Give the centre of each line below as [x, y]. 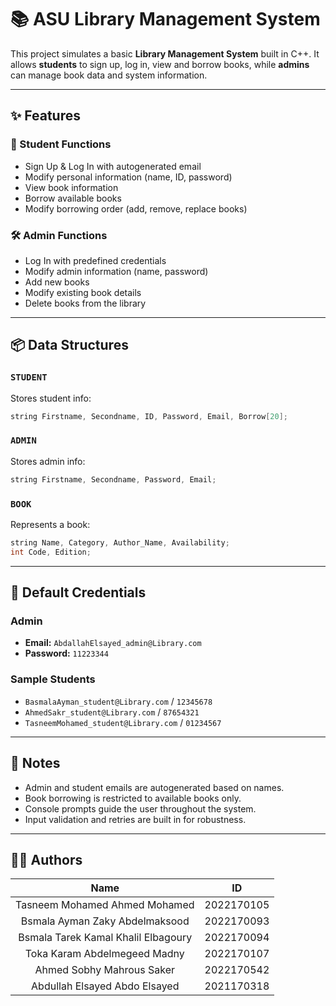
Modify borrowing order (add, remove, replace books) [136, 208]
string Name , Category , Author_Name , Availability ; [120, 542]
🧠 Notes [35, 763]
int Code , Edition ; [51, 552]
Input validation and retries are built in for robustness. [135, 819]
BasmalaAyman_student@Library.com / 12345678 [118, 701]
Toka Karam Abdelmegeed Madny [104, 954]
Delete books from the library [85, 303]
